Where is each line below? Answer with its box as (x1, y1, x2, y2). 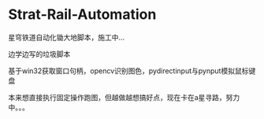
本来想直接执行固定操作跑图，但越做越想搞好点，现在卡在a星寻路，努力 (8, 92, 240, 102)
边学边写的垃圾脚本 (8, 49, 71, 58)
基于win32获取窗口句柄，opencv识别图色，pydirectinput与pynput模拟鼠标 (8, 65, 249, 76)
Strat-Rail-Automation (8, 6, 157, 24)
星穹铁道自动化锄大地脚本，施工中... (8, 32, 125, 42)
